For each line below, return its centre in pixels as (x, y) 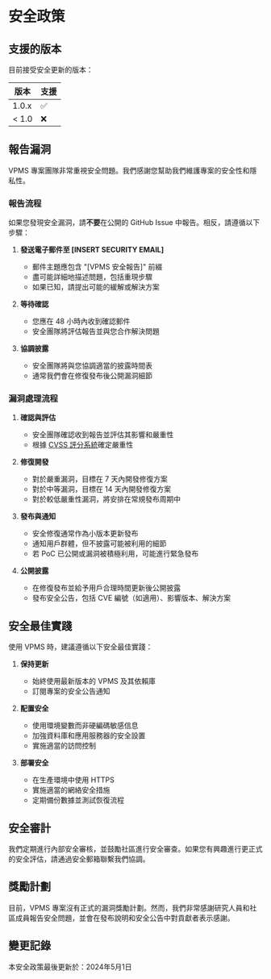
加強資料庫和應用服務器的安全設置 (89, 735)
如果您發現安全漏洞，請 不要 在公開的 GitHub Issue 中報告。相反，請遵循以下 (134, 223)
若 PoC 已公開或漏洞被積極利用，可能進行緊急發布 (115, 554)
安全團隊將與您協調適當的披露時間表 (92, 366)
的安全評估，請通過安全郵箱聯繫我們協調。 (79, 859)
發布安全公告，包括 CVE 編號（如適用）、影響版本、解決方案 (131, 598)
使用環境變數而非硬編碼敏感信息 (85, 726)
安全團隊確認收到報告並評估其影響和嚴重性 (103, 435)
